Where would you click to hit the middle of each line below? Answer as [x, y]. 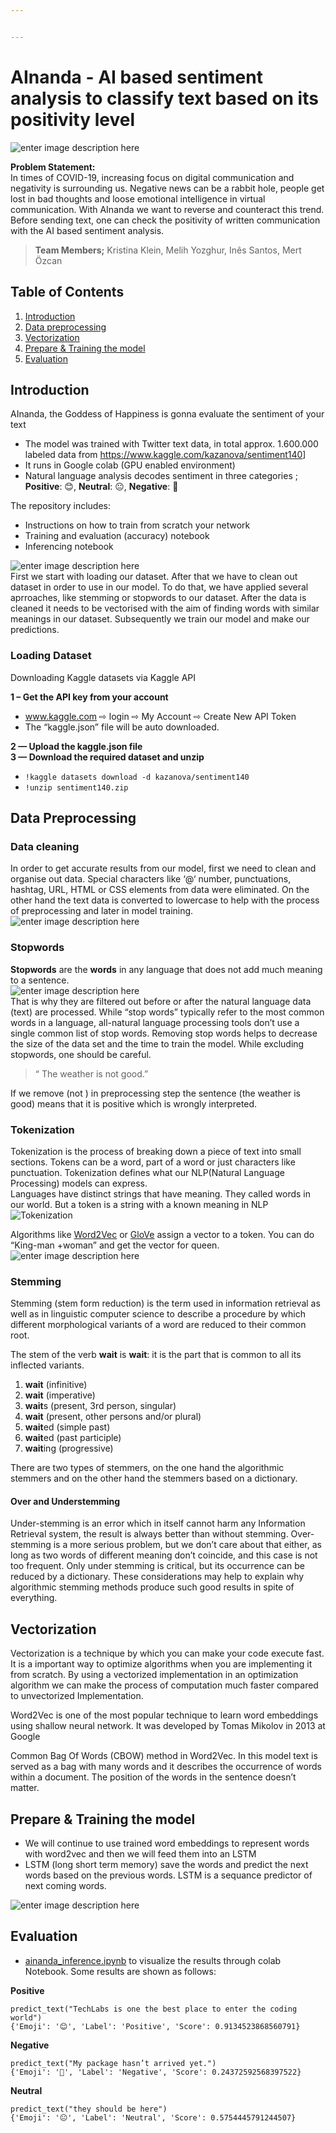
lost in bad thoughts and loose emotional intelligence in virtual [138, 198]
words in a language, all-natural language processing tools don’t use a [155, 1022]
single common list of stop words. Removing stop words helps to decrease [164, 1033]
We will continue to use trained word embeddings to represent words [167, 1843]
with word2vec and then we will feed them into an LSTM [140, 1854]
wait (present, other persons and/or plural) [113, 1417]
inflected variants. [47, 1365]
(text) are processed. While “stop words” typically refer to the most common [167, 1012]
